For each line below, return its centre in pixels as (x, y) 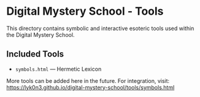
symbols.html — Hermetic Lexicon (58, 69)
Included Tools (35, 54)
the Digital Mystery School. (40, 34)
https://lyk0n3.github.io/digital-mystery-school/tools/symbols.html (90, 87)
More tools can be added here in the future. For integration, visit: (88, 80)
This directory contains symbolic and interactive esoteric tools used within (100, 28)
